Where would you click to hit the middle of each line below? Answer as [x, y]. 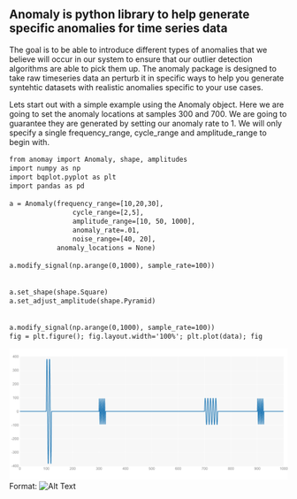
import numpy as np [45, 168]
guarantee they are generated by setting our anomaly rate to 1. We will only [146, 123]
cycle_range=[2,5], [108, 212]
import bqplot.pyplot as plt [63, 177]
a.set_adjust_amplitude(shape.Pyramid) [83, 301]
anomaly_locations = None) [106, 248]
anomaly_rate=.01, [106, 230]
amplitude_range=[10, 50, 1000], [134, 221]
